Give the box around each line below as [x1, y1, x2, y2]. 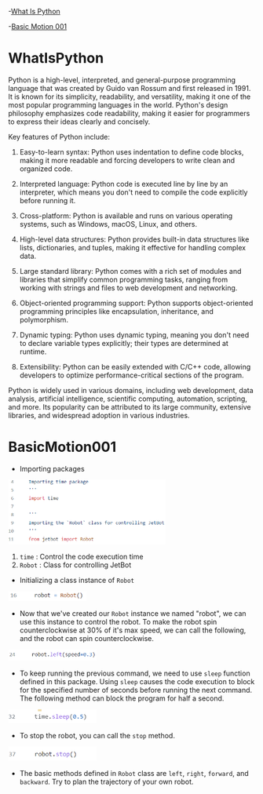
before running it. [19, 195, 76, 205]
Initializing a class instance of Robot [19, 576, 135, 585]
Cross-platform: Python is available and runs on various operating [19, 211, 233, 220]
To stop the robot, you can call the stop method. [19, 731, 175, 741]
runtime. [19, 347, 47, 356]
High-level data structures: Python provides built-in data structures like [19, 235, 250, 244]
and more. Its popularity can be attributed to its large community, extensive [8, 402, 251, 411]
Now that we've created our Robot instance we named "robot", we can [19, 608, 247, 618]
